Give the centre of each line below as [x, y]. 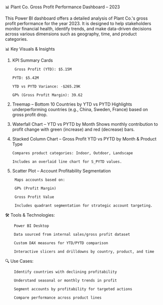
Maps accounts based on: [40, 180]
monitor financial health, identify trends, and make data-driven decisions [78, 29]
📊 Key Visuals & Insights [30, 49]
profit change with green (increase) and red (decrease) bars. [73, 129]
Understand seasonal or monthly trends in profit [66, 280]
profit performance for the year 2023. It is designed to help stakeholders [78, 23]
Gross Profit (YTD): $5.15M [43, 69]
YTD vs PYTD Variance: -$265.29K [46, 86]
